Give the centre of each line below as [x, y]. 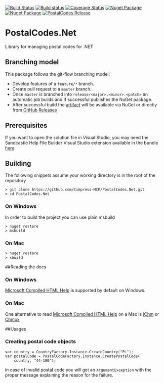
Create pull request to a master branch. [52, 89]
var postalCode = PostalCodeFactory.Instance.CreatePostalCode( [73, 356]
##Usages [16, 329]
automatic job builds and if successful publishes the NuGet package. [82, 99]
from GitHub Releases [35, 110]
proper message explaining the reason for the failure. [59, 375]
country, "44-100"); [35, 360]
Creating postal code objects [41, 341]
